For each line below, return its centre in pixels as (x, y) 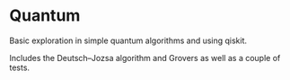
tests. (19, 67)
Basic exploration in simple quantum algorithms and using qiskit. (128, 40)
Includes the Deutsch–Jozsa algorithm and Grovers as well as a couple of (145, 58)
